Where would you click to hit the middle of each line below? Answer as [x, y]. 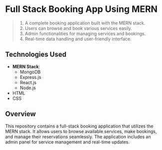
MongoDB [30, 72]
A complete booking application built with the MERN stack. [85, 23]
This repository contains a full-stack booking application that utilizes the [79, 126]
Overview [21, 114]
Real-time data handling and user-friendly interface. [78, 39]
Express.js [30, 77]
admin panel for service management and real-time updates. [67, 142]
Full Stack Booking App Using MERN [81, 9]
